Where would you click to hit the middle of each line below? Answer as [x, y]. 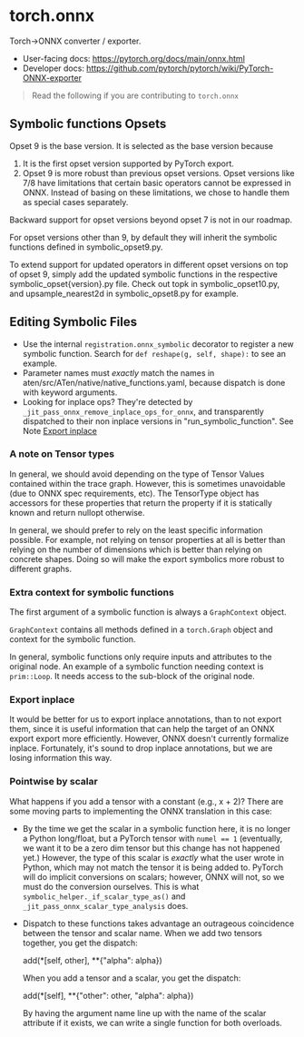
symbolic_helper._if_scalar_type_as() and [104, 896]
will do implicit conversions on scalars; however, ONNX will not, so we [153, 876]
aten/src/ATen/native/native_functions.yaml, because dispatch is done [154, 382]
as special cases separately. [75, 202]
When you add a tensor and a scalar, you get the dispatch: [132, 978]
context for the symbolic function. [73, 639]
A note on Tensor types [62, 454]
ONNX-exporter [52, 77]
